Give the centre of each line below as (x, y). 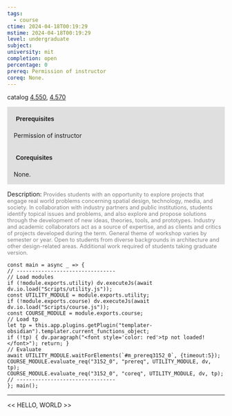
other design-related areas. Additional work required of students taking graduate (112, 247)
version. (18, 253)
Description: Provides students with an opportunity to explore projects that (106, 195)
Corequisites (35, 158)
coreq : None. (26, 78)
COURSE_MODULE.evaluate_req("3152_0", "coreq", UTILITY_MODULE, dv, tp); (116, 374)
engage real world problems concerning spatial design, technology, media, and (110, 201)
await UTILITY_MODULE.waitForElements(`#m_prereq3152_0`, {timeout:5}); (114, 356)
